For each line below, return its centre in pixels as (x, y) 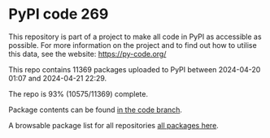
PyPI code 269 (59, 14)
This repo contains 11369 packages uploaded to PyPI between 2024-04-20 (135, 69)
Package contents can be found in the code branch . (96, 110)
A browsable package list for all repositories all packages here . (114, 125)
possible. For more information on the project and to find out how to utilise (133, 45)
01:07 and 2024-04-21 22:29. (58, 78)
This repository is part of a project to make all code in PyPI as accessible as (135, 37)
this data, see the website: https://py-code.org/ (87, 54)
